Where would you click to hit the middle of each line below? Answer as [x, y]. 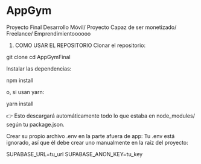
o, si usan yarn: [25, 92]
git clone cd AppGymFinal [38, 57]
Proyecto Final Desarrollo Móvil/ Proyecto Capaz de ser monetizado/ [91, 27]
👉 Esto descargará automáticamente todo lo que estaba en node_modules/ [101, 116]
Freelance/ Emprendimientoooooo [49, 33]
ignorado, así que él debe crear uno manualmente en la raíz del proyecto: [97, 142]
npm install [20, 80]
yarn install [20, 104]
